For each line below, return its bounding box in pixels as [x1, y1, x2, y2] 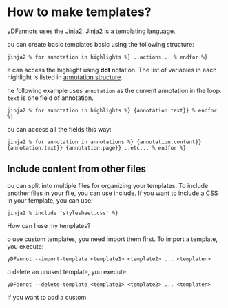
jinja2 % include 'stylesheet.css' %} [7, 209, 118, 216]
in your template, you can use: [7, 196, 93, 204]
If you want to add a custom [7, 293, 87, 301]
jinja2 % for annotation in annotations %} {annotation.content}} [7, 138, 202, 145]
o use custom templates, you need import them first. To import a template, [7, 235, 218, 243]
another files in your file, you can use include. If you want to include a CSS [7, 189, 218, 197]
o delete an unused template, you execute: [7, 267, 128, 276]
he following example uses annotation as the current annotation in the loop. [7, 86, 222, 94]
